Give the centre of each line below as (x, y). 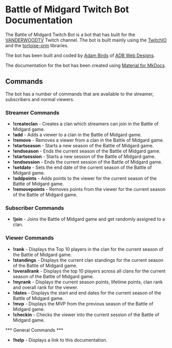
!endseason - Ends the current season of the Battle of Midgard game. (87, 151)
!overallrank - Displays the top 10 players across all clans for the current (89, 271)
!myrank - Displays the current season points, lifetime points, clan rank (88, 282)
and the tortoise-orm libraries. (37, 45)
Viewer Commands (30, 238)
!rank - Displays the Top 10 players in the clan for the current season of (88, 249)
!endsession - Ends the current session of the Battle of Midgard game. (88, 162)
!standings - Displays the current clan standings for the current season (88, 260)
